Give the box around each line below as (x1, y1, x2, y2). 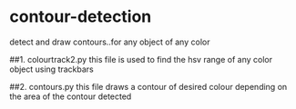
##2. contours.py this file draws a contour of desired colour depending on (9, 81, 288, 92)
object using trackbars (9, 64, 94, 74)
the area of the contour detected (9, 91, 132, 102)
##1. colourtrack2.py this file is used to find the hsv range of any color (9, 54, 273, 64)
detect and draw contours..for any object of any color (9, 36, 210, 47)
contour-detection (9, 6, 152, 27)
